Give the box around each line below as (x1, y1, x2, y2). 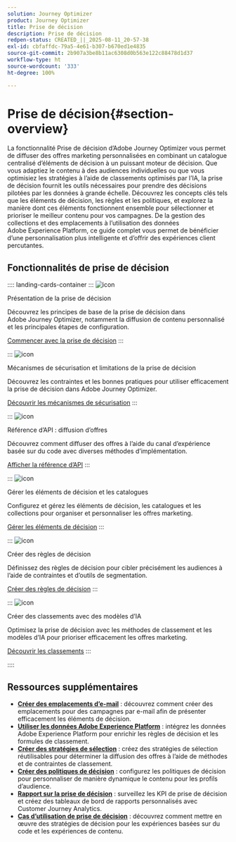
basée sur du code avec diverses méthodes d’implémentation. (7, 447, 188, 455)
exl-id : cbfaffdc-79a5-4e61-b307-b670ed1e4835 (7, 43, 146, 50)
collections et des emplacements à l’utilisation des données (7, 219, 180, 228)
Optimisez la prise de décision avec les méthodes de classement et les (7, 626, 212, 634)
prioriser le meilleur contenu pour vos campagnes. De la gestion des (7, 211, 206, 220)
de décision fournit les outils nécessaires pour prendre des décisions (7, 181, 207, 190)
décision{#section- (58, 106, 174, 122)
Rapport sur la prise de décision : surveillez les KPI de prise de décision (17, 790, 228, 798)
